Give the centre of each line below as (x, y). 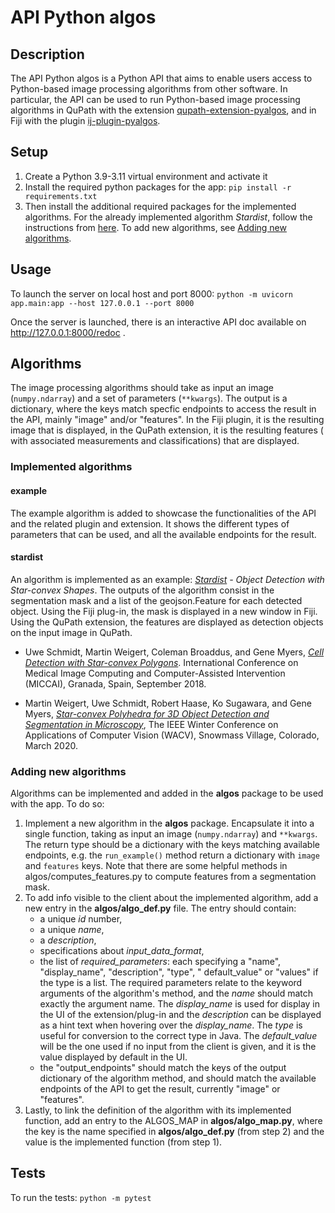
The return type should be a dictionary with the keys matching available (172, 845)
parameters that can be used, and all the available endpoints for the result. (163, 534)
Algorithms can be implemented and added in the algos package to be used (167, 793)
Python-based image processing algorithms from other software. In (149, 89)
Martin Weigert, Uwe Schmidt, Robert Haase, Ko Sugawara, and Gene (168, 703)
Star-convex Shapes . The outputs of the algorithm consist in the (142, 590)
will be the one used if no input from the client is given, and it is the (178, 1047)
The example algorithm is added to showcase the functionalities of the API (163, 513)
